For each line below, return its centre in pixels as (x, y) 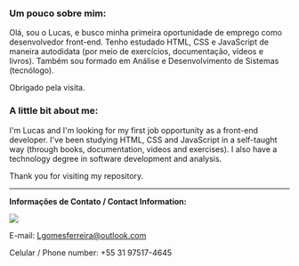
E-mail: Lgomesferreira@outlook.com (78, 235)
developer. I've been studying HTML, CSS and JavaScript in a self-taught (143, 140)
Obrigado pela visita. (47, 88)
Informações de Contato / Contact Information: (98, 201)
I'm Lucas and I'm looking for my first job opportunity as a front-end (134, 130)
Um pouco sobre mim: (58, 13)
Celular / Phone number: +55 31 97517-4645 (90, 253)
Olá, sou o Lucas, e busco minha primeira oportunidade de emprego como (146, 33)
